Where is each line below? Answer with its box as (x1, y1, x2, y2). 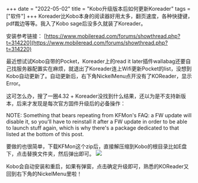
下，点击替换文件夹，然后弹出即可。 (6, 150, 95, 157)
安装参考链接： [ (6, 33, 46, 40)
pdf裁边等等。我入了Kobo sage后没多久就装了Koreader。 (6, 20, 146, 27)
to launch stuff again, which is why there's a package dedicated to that (6, 124, 180, 131)
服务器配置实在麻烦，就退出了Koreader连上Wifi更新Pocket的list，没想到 (16, 65, 192, 72)
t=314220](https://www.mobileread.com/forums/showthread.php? (6, 39, 168, 46)
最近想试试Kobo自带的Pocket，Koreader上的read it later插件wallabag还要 (6, 58, 186, 65)
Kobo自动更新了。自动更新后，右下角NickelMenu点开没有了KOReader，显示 (6, 73, 193, 79)
